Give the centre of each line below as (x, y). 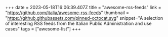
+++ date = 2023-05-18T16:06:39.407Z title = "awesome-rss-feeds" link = (83, 7)
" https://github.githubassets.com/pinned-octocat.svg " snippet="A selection (84, 18)
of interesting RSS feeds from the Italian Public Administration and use (78, 23)
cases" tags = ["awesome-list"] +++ (43, 29)
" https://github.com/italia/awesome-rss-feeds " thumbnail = (67, 13)
